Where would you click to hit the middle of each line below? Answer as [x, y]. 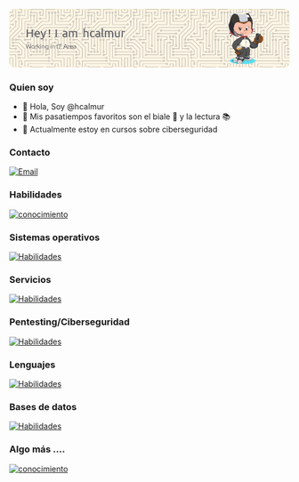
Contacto [30, 153]
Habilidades [36, 195]
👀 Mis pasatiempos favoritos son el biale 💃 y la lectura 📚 [126, 116]
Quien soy [32, 87]
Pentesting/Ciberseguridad [70, 322]
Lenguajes [32, 365]
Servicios [30, 280]
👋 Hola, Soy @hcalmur [63, 107]
